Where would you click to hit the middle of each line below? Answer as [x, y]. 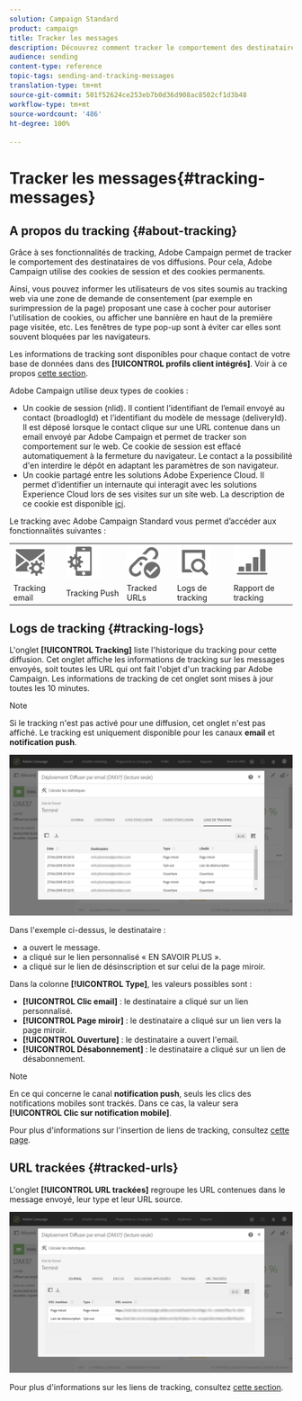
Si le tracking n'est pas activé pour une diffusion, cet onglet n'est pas [138, 723]
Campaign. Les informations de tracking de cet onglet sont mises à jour [142, 678]
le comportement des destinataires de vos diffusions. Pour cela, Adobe [141, 262]
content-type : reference [56, 67]
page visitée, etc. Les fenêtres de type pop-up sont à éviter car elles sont [145, 328]
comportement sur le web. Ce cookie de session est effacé [132, 446]
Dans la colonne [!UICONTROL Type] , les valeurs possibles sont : [131, 983]
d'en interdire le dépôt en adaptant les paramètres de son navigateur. [151, 466]
